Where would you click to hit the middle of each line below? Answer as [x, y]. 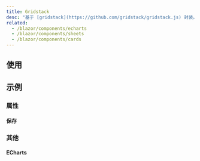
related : [17, 23]
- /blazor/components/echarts [49, 28]
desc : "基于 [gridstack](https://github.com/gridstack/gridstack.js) [94, 17]
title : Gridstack [28, 12]
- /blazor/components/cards [47, 39]
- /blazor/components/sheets [48, 34]
